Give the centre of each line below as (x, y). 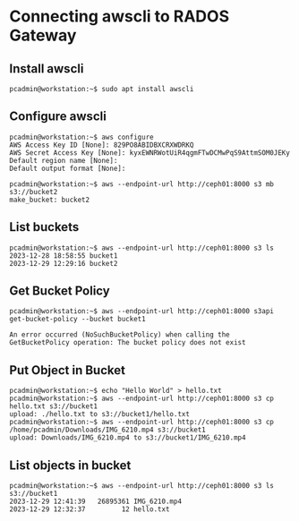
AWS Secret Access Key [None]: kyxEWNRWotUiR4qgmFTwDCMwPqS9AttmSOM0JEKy (150, 153)
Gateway (43, 35)
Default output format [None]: (68, 168)
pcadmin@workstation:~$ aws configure (81, 137)
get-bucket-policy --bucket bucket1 (77, 320)
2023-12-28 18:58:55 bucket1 (64, 256)
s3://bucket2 (34, 192)
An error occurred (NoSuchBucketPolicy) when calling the (120, 335)
